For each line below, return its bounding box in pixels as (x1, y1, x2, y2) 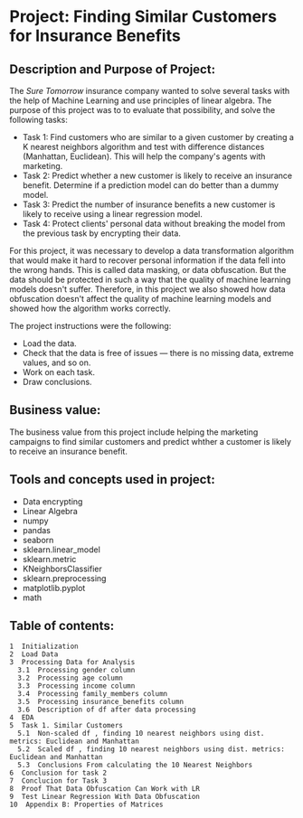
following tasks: (9, 115, 68, 125)
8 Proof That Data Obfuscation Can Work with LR (9, 785, 201, 794)
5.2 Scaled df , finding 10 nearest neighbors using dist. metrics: (17, 745, 285, 754)
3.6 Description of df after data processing (17, 705, 196, 715)
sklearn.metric (22, 553, 77, 564)
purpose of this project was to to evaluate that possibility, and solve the (9, 105, 276, 115)
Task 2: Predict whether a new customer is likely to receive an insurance (22, 170, 292, 181)
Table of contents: (9, 618, 115, 634)
